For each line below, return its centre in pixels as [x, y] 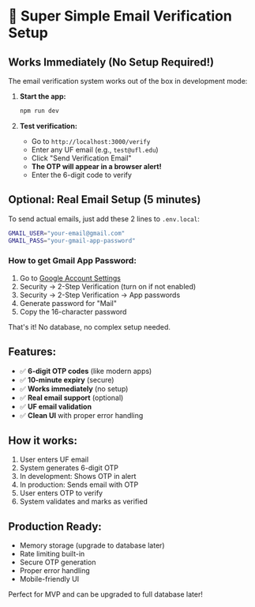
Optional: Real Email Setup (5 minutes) [105, 200]
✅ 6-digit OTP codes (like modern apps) [86, 371]
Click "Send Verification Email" [81, 158]
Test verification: [48, 126]
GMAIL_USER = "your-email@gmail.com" [67, 233]
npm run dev [39, 111]
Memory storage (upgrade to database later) [92, 545]
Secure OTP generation [58, 562]
